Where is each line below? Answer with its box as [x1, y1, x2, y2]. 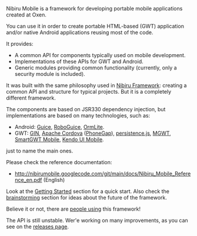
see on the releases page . [6, 223, 69, 230]
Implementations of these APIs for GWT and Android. [14, 58, 143, 65]
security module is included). [14, 71, 85, 77]
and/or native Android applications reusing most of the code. [6, 29, 153, 36]
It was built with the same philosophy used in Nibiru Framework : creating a [6, 82, 187, 89]
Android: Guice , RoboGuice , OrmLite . [14, 124, 105, 130]
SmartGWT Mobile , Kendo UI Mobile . [14, 136, 104, 143]
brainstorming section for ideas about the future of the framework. [6, 194, 168, 201]
